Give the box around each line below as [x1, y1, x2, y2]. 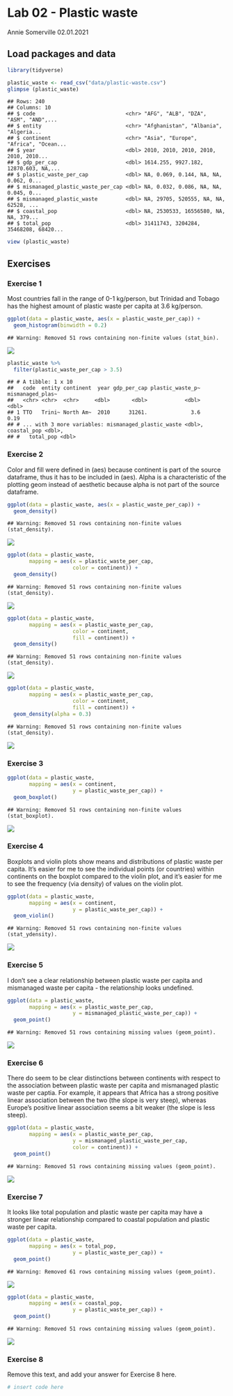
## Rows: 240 [7, 98, 45, 105]
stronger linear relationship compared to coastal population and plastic [7, 1216, 210, 1224]
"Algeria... [7, 129, 42, 136]
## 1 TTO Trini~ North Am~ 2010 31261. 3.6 [7, 409, 200, 416]
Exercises [7, 258, 51, 270]
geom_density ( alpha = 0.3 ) [13, 711, 92, 718]
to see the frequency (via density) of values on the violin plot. [7, 879, 183, 887]
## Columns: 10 [7, 104, 51, 111]
